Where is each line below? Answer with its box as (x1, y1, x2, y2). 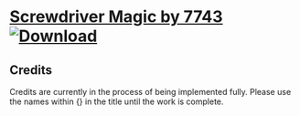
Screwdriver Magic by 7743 (9, 6, 223, 27)
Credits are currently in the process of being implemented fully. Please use (9, 87, 292, 97)
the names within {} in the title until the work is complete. (9, 96, 224, 107)
